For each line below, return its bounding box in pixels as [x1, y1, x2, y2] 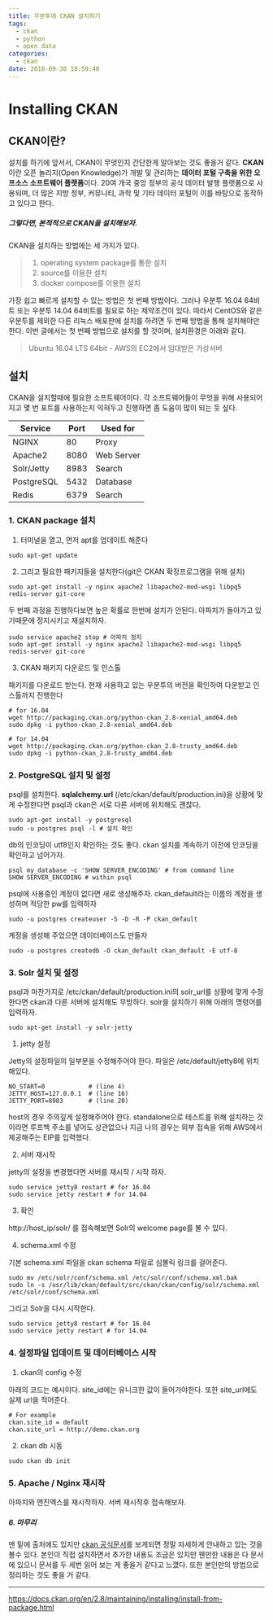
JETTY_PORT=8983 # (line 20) [8, 1097, 129, 1106]
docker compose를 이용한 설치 [40, 278, 141, 287]
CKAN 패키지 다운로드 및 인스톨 [19, 663, 122, 672]
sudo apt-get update [8, 551, 79, 559]
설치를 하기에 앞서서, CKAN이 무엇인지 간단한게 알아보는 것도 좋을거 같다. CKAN [8, 157, 264, 167]
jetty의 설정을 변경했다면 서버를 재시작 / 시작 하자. [8, 1167, 167, 1177]
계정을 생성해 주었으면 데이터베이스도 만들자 [8, 930, 148, 940]
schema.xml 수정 [19, 1241, 76, 1250]
